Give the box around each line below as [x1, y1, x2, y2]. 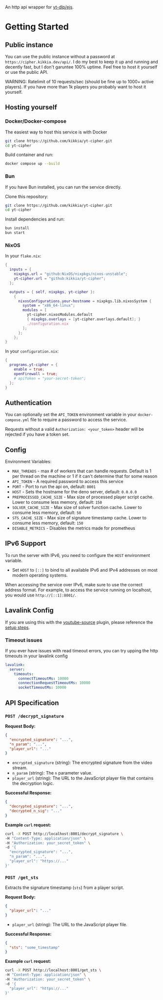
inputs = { [9, 267, 32, 272]
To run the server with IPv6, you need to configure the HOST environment [5, 552, 150, 558]
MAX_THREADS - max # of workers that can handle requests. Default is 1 [12, 468, 152, 474]
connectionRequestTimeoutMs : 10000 [18, 681, 91, 686]
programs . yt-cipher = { [9, 362, 58, 367]
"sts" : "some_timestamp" [9, 945, 60, 950]
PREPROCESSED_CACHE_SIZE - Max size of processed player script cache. [12, 494, 154, 500]
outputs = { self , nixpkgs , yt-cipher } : [9, 289, 95, 294]
